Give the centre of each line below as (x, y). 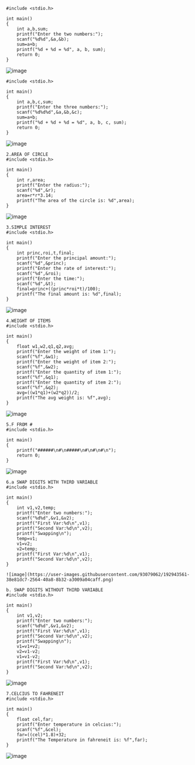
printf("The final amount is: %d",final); (69, 294)
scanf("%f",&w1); (38, 357)
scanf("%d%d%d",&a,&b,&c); (49, 112)
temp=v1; (27, 539)
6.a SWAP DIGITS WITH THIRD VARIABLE (52, 482)
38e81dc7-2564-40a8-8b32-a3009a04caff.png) (60, 580)
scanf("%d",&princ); (42, 263)
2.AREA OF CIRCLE (27, 154)
